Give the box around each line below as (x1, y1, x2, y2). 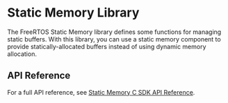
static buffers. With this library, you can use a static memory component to (7, 35, 221, 43)
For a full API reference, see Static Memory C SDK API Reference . (7, 88, 195, 96)
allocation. (7, 50, 37, 58)
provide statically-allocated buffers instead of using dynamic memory (7, 42, 206, 50)
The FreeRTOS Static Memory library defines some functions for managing (7, 28, 222, 36)
